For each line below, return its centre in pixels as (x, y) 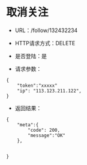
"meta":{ (28, 125)
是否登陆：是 (31, 56)
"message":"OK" (47, 135)
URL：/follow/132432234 (46, 30)
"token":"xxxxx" (37, 85)
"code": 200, (44, 130)
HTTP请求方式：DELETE (45, 43)
